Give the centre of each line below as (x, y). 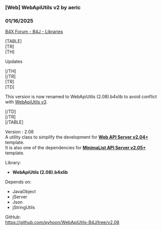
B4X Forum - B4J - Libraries (34, 32)
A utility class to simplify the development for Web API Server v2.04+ (77, 137)
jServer (20, 197)
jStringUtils (24, 208)
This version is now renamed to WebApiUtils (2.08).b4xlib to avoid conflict (81, 97)
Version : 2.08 (19, 132)
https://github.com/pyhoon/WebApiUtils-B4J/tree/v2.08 (62, 223)
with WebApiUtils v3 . (26, 102)
